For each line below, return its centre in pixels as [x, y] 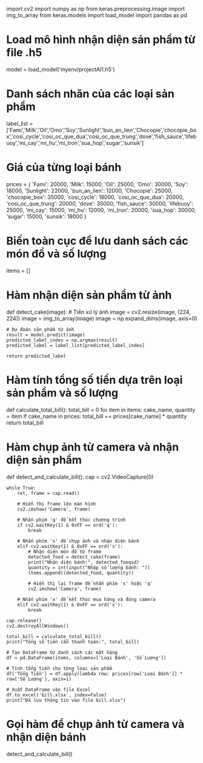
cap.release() [24, 620]
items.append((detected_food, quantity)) [81, 573]
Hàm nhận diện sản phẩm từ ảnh [89, 295]
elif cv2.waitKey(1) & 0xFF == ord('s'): [70, 546]
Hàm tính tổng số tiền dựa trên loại [95, 380]
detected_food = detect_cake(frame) [74, 557]
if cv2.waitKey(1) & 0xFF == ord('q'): [68, 525]
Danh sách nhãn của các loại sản [90, 94]
